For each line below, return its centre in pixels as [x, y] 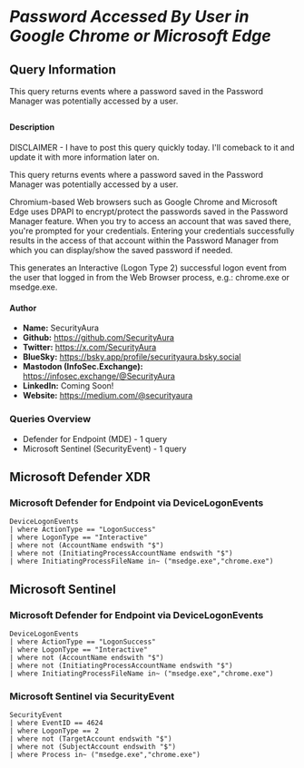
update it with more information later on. [84, 157]
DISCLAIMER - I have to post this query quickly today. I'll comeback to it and [152, 148]
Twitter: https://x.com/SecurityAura [89, 348]
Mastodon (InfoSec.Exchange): [83, 367]
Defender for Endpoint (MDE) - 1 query [95, 438]
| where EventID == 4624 [56, 724]
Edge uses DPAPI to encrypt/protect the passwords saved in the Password [149, 212]
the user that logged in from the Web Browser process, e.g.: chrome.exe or [150, 277]
